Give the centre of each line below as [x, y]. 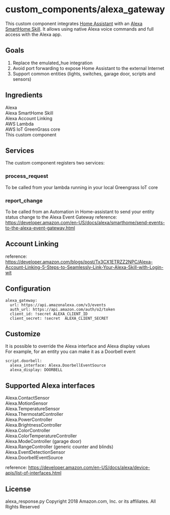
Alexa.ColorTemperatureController [41, 436]
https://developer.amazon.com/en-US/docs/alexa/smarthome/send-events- [85, 222]
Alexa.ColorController [28, 431]
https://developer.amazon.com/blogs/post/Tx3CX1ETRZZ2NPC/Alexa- [79, 262]
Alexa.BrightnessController [34, 425]
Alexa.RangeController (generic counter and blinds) [59, 447]
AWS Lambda [20, 124]
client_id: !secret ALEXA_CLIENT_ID [49, 314]
